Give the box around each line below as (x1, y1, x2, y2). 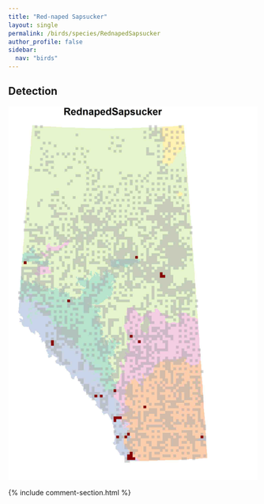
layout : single (8, 21, 58, 29)
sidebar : (8, 46, 37, 55)
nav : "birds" (15, 55, 58, 62)
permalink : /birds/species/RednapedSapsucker (8, 29, 160, 37)
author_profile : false (8, 38, 83, 46)
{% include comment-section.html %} (8, 487, 132, 497)
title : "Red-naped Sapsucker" (8, 13, 108, 21)
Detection (8, 85, 58, 98)
